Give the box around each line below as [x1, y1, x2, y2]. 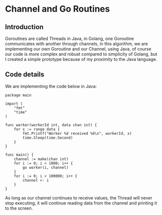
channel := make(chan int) [14, 157, 69, 161]
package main [5, 92, 32, 98]
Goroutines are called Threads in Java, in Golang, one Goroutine [5, 36, 134, 41]
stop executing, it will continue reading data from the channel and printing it [5, 200, 157, 206]
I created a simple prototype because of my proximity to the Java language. [5, 56, 158, 62]
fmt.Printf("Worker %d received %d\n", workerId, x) [22, 131, 132, 136]
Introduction [5, 23, 44, 31]
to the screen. [5, 205, 33, 211]
